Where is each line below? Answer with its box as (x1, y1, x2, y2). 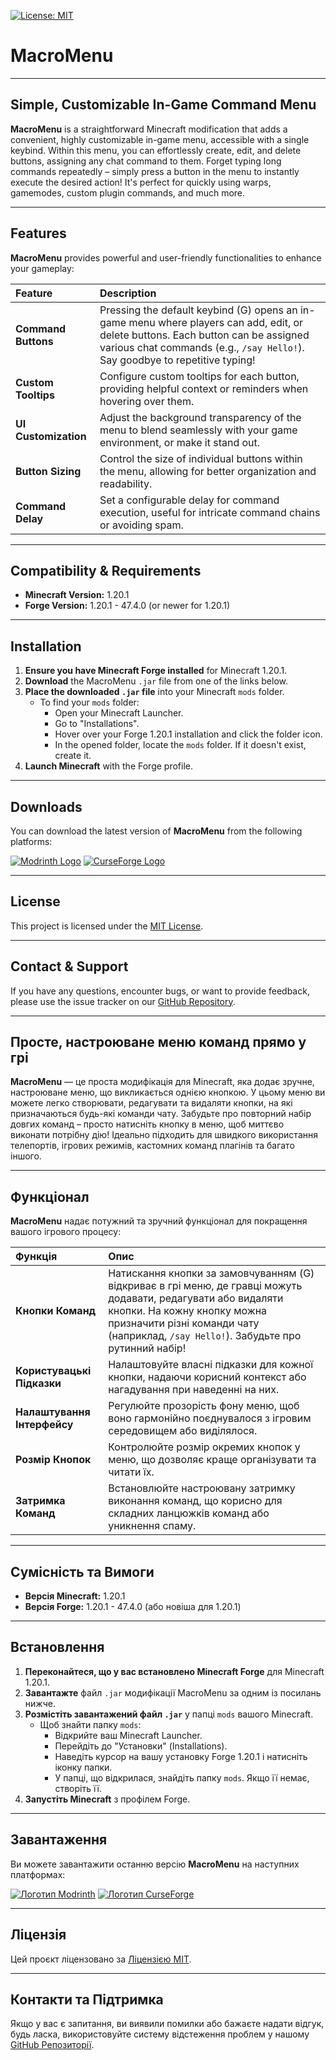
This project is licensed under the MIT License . (10, 920, 204, 932)
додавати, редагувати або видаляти (108, 1291, 284, 1305)
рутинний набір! (108, 1341, 187, 1355)
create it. (54, 750, 92, 762)
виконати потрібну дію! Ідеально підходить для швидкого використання (10, 1129, 318, 1141)
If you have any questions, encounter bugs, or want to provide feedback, (10, 985, 310, 997)
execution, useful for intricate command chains (99, 505, 321, 519)
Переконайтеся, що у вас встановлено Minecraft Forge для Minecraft (24, 1665, 325, 1677)
